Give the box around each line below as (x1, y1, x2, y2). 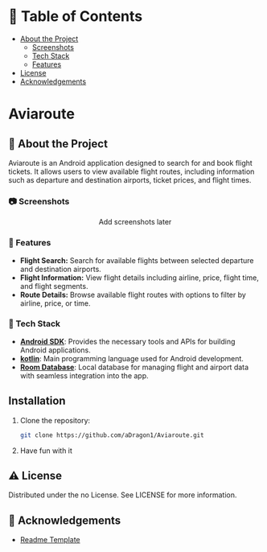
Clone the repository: (19, 415, 91, 425)
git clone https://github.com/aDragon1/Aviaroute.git (19, 430, 204, 439)
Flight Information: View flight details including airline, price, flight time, (19, 273, 259, 282)
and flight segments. (19, 281, 88, 290)
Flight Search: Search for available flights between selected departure (19, 255, 255, 265)
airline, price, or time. (19, 298, 91, 308)
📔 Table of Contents (8, 7, 143, 26)
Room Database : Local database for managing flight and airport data (19, 362, 249, 372)
